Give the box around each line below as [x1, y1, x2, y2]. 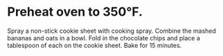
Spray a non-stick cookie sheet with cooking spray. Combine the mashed [7, 27, 217, 35]
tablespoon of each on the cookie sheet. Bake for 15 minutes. [7, 41, 182, 49]
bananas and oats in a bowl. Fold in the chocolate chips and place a [7, 33, 201, 42]
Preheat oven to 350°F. [7, 4, 143, 20]
